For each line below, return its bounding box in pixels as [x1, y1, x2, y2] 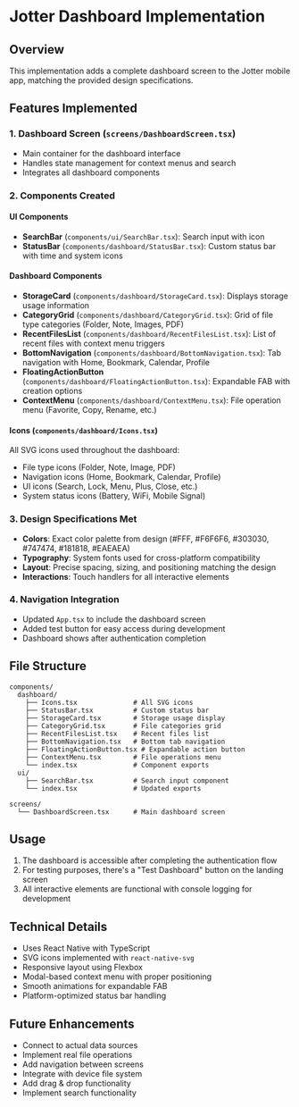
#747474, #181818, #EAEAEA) [21, 542, 131, 553]
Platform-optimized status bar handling [21, 990, 167, 1002]
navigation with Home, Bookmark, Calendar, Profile [21, 357, 210, 368]
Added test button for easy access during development [21, 623, 226, 633]
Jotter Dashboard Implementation [9, 6, 266, 27]
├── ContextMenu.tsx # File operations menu [25, 752, 221, 761]
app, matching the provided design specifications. [9, 75, 194, 86]
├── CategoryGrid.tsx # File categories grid [25, 721, 221, 730]
